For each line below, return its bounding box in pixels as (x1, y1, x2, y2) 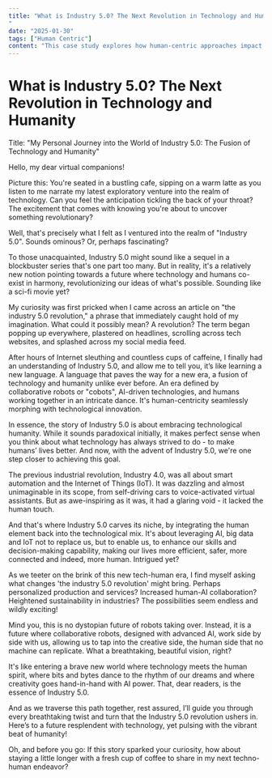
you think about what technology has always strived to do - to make (8, 437, 235, 447)
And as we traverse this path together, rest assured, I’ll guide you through (8, 704, 253, 713)
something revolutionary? (8, 212, 93, 223)
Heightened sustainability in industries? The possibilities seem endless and (8, 596, 259, 606)
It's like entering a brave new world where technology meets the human (8, 661, 248, 672)
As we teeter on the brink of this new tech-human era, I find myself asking (8, 570, 257, 580)
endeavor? (32, 762, 69, 772)
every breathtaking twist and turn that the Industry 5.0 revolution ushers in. (8, 712, 258, 721)
